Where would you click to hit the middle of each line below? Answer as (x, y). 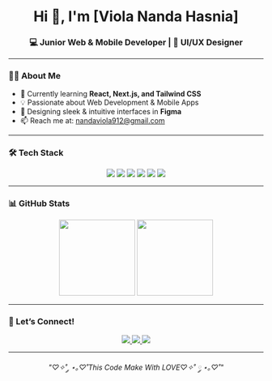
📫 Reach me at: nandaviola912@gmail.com (92, 120)
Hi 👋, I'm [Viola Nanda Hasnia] (136, 17)
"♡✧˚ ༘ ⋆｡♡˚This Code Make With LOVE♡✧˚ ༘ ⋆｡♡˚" (136, 367)
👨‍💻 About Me (34, 76)
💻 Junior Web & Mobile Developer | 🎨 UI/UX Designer (136, 42)
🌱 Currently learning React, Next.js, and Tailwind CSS (110, 93)
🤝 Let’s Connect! (42, 322)
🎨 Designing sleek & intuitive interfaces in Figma (101, 111)
